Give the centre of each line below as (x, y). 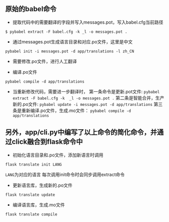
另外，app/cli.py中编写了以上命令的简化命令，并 (81, 132)
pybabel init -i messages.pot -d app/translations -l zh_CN (70, 51)
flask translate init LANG (34, 164)
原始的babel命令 (31, 9)
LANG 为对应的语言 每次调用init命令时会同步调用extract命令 (65, 174)
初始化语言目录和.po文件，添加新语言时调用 (58, 155)
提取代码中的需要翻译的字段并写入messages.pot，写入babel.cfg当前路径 (88, 22)
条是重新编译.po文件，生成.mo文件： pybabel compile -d (72, 110)
